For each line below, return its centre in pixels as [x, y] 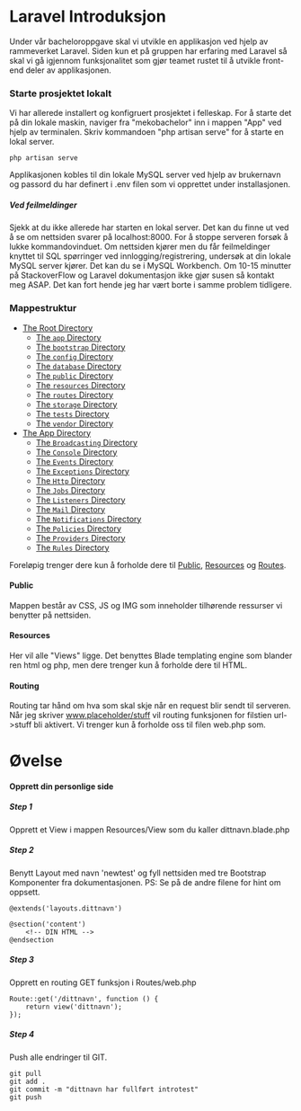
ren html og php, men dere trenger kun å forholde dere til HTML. [128, 665]
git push [26, 1097]
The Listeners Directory [80, 500]
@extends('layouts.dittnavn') [66, 908]
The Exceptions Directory [83, 471]
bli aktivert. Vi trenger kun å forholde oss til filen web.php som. [150, 724]
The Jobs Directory [71, 490]
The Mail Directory [71, 509]
